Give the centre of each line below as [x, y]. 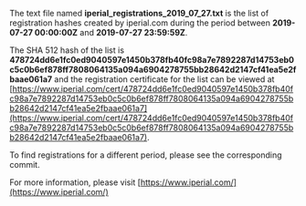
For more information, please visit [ [75, 182]
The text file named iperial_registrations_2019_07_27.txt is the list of [139, 13]
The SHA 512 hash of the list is [67, 50]
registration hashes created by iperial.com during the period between [140, 23]
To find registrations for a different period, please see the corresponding [146, 155]
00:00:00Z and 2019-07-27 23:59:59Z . [111, 32]
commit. [25, 165]
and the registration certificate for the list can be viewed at [164, 79]
